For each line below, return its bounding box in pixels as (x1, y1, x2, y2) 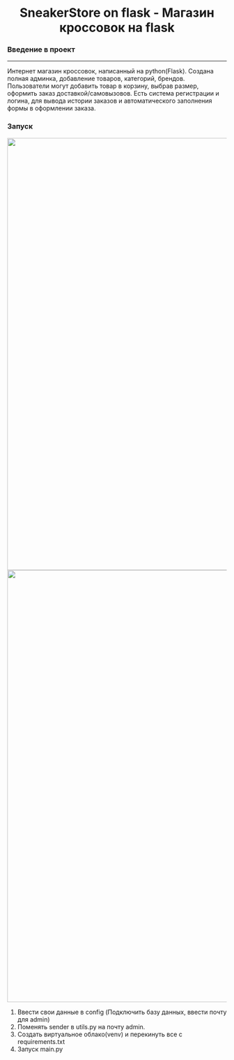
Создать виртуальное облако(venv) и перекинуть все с (17, 1030, 182, 1038)
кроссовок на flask (58, 20, 175, 36)
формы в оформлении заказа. (7, 104, 96, 112)
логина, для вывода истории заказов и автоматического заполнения (7, 96, 212, 105)
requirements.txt (17, 1037, 65, 1045)
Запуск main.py (17, 1045, 63, 1053)
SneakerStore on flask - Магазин (19, 5, 214, 21)
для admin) (17, 1015, 50, 1024)
